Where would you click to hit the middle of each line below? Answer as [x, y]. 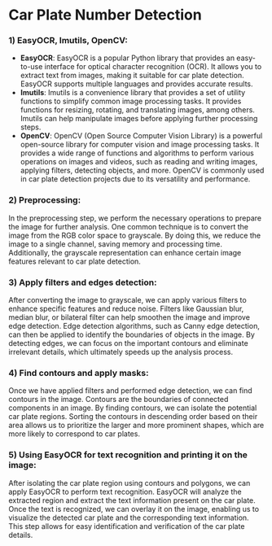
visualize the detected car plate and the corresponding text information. [129, 518]
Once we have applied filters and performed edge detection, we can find [130, 391]
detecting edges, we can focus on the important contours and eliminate [128, 343]
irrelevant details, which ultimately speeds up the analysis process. [121, 352]
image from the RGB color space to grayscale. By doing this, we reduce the [135, 235]
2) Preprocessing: [45, 200]
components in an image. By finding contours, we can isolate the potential [133, 408]
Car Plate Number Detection [105, 15]
